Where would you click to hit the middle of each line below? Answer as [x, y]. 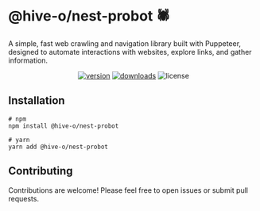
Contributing [41, 171]
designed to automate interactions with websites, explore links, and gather [130, 52]
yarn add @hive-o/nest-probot [58, 147]
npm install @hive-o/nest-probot [64, 126]
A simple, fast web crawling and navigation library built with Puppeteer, [124, 43]
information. [28, 60]
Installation [37, 101]
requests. [24, 198]
